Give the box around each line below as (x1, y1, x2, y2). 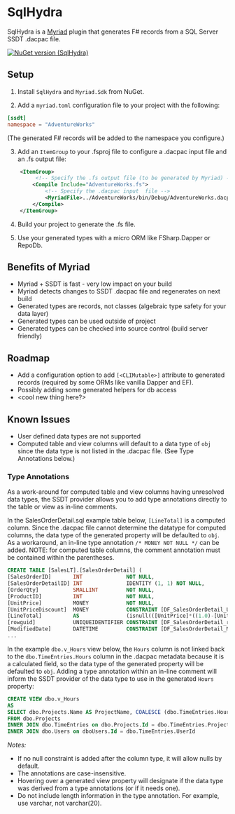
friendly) (17, 332, 43, 340)
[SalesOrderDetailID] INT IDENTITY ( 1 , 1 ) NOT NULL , (7, 580, 205, 587)
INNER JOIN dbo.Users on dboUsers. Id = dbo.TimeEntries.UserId (7, 728, 196, 736)
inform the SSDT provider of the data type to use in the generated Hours (7, 674, 215, 683)
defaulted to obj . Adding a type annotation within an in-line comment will (7, 667, 217, 675)
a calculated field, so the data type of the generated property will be (7, 659, 204, 668)
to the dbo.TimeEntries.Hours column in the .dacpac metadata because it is (7, 652, 225, 661)
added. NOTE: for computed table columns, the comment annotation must (7, 546, 220, 554)
